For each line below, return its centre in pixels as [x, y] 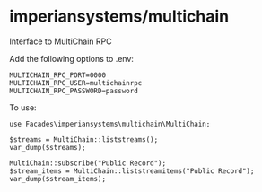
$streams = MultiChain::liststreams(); [84, 140]
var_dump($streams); [48, 147]
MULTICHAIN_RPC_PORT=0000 [57, 75]
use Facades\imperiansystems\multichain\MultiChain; [110, 124]
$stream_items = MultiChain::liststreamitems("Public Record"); [132, 171]
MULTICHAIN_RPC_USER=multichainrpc [76, 83]
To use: [23, 107]
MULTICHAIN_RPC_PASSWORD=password [74, 91]
